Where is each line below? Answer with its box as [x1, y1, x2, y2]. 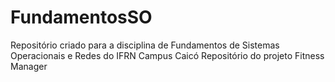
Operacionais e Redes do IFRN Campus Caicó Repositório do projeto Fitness [10, 49, 325, 61]
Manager [10, 60, 48, 72]
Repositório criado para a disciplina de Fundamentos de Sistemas [10, 39, 280, 51]
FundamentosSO [10, 6, 153, 29]
